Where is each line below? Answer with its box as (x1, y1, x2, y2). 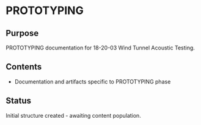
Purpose (5, 28, 39, 38)
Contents (5, 62, 42, 72)
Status (5, 96, 32, 106)
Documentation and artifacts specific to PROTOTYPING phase (14, 77, 171, 85)
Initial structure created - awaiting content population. (5, 112, 141, 119)
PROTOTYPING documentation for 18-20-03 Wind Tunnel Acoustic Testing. (5, 44, 195, 51)
